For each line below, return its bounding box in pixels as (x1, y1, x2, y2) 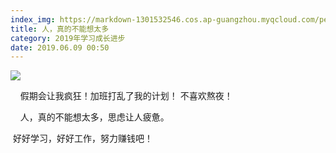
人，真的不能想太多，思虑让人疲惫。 (19, 111, 170, 123)
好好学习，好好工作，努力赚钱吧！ (12, 132, 153, 145)
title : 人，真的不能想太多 (10, 24, 110, 34)
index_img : (10, 14, 56, 25)
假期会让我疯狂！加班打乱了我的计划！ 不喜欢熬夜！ (19, 90, 233, 102)
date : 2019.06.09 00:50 (10, 42, 110, 53)
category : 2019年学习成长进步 (10, 33, 126, 43)
